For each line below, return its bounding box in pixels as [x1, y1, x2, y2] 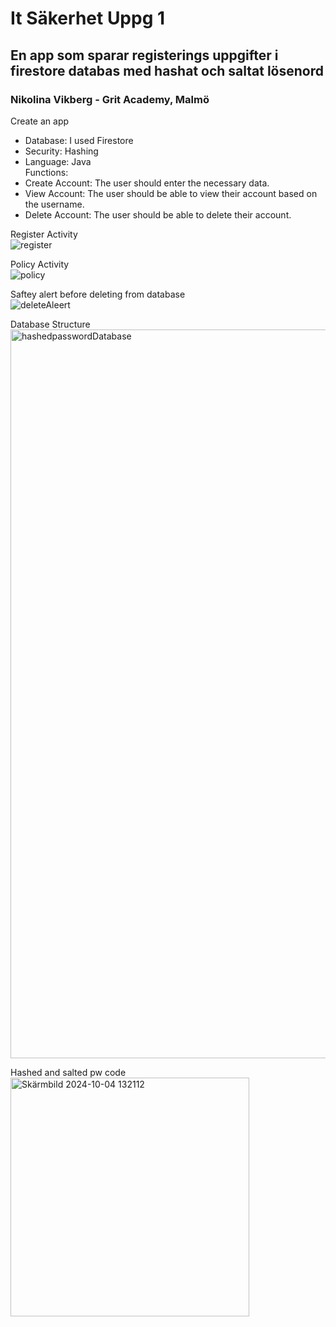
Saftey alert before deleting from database [10, 288, 186, 300]
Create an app [10, 115, 70, 127]
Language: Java [24, 155, 92, 167]
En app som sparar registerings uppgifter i [10, 47, 279, 64]
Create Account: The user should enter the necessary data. [24, 177, 270, 189]
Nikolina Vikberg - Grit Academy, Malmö [10, 92, 210, 106]
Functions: [24, 166, 69, 178]
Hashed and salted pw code [10, 1066, 127, 1078]
